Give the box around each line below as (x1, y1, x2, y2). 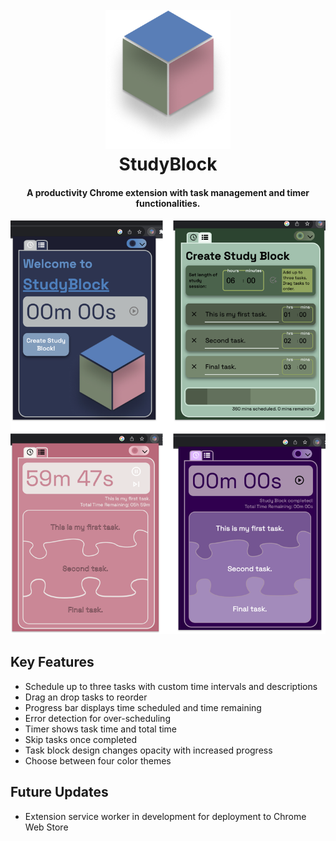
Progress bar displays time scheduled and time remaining (24, 701, 262, 713)
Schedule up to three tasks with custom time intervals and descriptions (24, 680, 318, 692)
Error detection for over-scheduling (24, 712, 171, 724)
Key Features (10, 654, 95, 671)
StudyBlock (118, 153, 218, 176)
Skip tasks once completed (24, 733, 137, 745)
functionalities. (135, 197, 201, 209)
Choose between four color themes (24, 754, 172, 767)
